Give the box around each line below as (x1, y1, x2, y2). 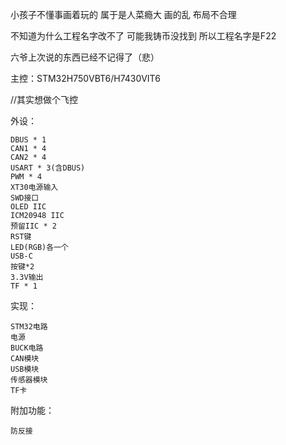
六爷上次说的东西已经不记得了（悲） (10, 51, 160, 63)
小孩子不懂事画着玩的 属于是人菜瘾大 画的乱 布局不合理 (10, 9, 237, 20)
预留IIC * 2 (10, 221, 57, 231)
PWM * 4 (10, 172, 43, 182)
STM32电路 (10, 322, 48, 332)
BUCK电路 (10, 343, 44, 353)
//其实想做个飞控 (10, 94, 79, 105)
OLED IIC (10, 202, 47, 212)
